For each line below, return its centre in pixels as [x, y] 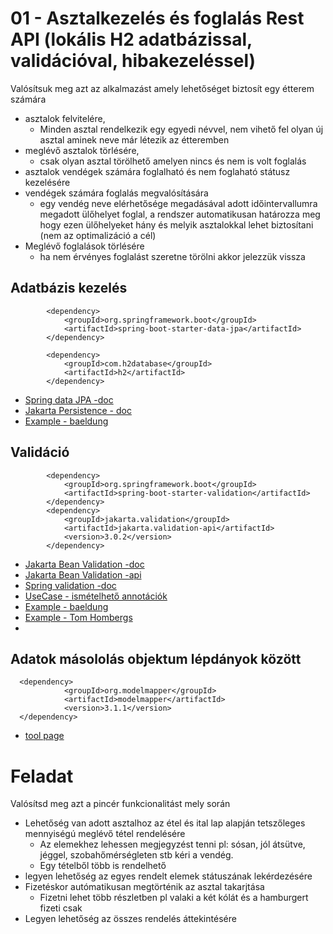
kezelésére [47, 182]
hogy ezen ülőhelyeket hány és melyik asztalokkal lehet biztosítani [176, 224]
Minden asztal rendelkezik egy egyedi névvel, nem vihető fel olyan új [181, 129]
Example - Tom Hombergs [78, 617]
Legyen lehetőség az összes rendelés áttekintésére [130, 919]
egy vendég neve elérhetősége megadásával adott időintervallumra [178, 203]
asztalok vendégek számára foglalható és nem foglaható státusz [157, 171]
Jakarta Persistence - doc [78, 410]
